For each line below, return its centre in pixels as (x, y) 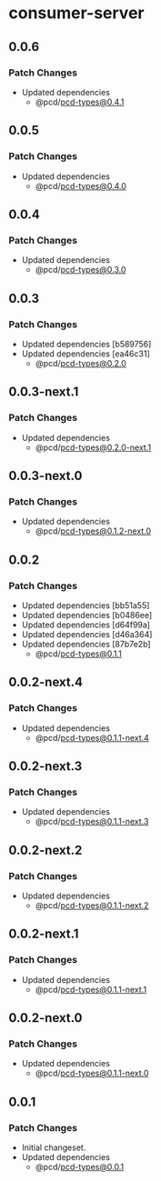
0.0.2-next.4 (46, 682)
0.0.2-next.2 (45, 850)
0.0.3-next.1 (44, 392)
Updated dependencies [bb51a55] (86, 606)
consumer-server (76, 13)
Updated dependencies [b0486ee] (87, 615)
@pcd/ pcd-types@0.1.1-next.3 (92, 822)
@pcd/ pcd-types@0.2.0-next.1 (93, 447)
